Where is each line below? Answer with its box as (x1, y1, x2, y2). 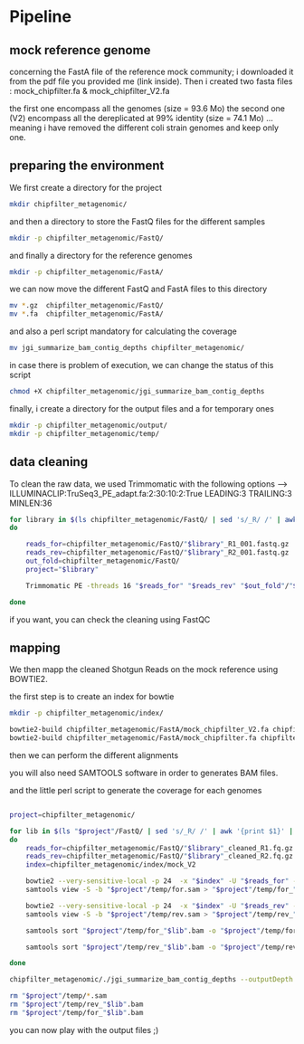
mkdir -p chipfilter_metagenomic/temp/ (9, 429, 160, 438)
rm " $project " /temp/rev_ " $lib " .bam (9, 1000, 144, 1010)
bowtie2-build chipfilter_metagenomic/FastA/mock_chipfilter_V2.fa (9, 726, 270, 735)
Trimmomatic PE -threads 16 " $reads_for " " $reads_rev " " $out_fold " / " (25, 581, 294, 590)
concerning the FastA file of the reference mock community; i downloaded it (9, 66, 294, 77)
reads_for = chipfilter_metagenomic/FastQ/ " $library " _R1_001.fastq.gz (25, 540, 290, 549)
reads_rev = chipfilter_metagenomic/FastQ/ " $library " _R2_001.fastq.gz (25, 548, 290, 557)
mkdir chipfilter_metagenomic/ (9, 199, 128, 209)
